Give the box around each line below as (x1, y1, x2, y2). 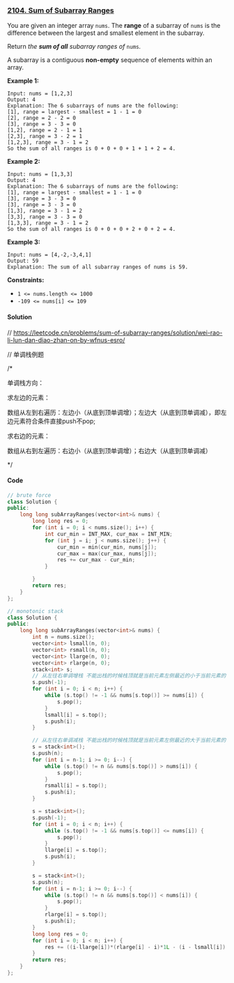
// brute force (7, 491, 52, 498)
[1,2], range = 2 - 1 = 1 (7, 127, 82, 134)
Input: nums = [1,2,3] (7, 90, 73, 98)
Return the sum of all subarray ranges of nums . (7, 43, 141, 51)
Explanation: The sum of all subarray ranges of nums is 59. (7, 264, 189, 270)
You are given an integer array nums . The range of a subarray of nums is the (7, 22, 221, 30)
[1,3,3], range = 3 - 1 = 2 (7, 220, 89, 227)
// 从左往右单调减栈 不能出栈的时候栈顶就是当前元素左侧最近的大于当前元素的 (32, 737, 226, 744)
